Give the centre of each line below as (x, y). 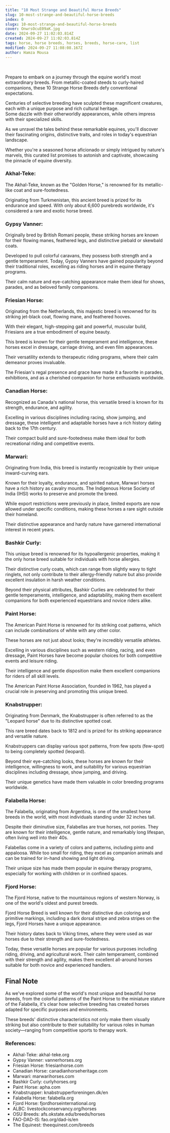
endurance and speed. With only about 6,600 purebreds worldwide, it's (80, 205)
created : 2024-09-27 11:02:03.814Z (43, 39)
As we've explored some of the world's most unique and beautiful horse (81, 993)
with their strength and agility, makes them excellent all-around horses (79, 960)
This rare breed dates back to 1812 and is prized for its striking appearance (83, 731)
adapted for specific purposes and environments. (57, 1009)
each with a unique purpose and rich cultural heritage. (62, 108)
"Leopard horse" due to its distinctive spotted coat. (59, 721)
